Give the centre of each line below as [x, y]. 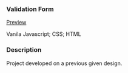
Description [24, 50]
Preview [16, 23]
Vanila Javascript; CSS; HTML [44, 34]
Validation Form [30, 9]
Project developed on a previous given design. [64, 63]
